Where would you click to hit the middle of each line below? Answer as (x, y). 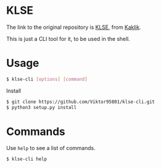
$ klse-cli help (27, 159)
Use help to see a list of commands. (51, 148)
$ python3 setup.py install (42, 107)
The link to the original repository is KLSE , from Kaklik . (74, 27)
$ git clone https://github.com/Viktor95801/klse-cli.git (80, 102)
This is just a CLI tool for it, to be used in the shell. (68, 39)
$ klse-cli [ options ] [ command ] (47, 79)
